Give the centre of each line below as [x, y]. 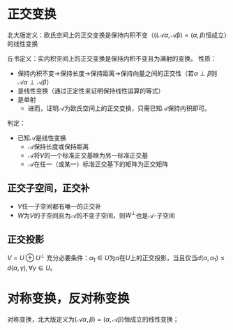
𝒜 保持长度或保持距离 [58, 147]
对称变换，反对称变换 [69, 298]
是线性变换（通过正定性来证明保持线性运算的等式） [91, 91]
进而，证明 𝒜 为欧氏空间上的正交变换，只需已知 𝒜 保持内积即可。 [119, 108]
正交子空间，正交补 [48, 188]
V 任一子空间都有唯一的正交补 [59, 206]
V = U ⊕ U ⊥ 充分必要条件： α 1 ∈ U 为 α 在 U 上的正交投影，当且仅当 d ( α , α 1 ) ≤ [116, 258]
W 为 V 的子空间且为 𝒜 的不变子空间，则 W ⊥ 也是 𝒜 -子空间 [96, 215]
